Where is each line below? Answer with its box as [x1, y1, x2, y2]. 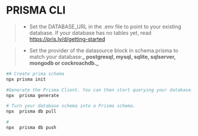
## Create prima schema [6, 71, 65, 77]
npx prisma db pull [6, 108, 57, 115]
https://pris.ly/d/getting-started [29, 35, 105, 42]
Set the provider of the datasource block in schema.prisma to [29, 47, 179, 54]
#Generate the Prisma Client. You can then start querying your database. [6, 87, 194, 93]
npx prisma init [6, 76, 46, 82]
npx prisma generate [6, 92, 60, 98]
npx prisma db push [6, 125, 57, 131]
